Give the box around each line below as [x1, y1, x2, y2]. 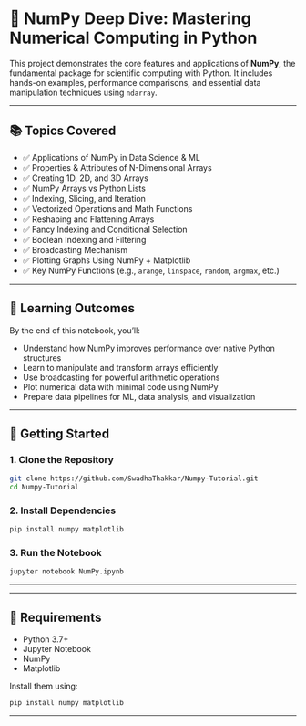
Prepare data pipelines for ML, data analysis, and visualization [22, 391, 256, 402]
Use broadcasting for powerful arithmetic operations [22, 372, 220, 383]
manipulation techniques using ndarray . [9, 87, 158, 98]
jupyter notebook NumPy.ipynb [9, 567, 125, 576]
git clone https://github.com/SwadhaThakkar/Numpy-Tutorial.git [9, 474, 259, 483]
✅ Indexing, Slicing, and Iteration [22, 193, 146, 204]
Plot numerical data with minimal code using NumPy [22, 381, 219, 392]
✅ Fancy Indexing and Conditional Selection [22, 224, 189, 235]
